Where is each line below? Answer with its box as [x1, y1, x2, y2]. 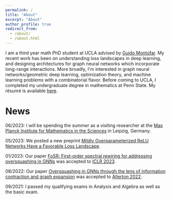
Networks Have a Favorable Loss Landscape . [5, 143, 101, 149]
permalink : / [5, 7, 33, 13]
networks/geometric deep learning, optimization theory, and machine [5, 71, 151, 77]
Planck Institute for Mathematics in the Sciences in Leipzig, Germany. [5, 128, 151, 134]
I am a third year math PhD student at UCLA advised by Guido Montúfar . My [5, 49, 164, 56]
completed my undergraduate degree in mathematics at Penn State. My [5, 82, 156, 88]
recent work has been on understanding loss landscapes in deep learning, [5, 55, 162, 61]
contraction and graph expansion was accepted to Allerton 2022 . [5, 174, 142, 180]
